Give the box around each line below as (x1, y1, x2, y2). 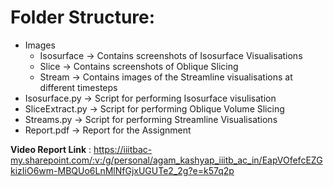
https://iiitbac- (93, 143, 153, 155)
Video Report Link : (10, 143, 92, 155)
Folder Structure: (10, 6, 156, 29)
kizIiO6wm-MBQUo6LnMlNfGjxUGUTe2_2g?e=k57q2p (10, 164, 235, 176)
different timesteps (39, 81, 118, 93)
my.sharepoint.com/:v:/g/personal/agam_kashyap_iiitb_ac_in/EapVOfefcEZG (10, 154, 323, 166)
